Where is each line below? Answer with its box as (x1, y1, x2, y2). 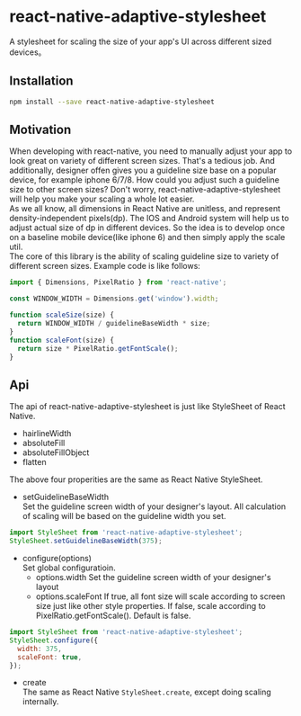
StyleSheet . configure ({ (9, 636, 99, 645)
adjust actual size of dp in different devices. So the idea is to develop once (9, 222, 286, 233)
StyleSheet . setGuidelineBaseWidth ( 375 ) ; (9, 537, 164, 546)
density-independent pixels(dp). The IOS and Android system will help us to (9, 213, 289, 224)
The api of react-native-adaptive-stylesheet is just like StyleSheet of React (9, 401, 286, 412)
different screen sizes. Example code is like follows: (9, 261, 200, 272)
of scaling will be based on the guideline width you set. (22, 511, 226, 522)
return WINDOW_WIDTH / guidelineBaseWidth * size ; (17, 319, 211, 328)
